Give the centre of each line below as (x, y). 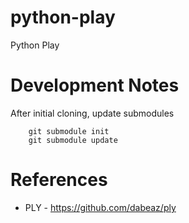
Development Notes (95, 85)
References (59, 180)
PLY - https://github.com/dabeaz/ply (100, 207)
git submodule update (73, 140)
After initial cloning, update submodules (92, 113)
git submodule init (69, 131)
